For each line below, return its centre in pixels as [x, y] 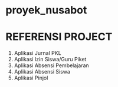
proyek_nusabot [46, 10]
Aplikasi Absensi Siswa [42, 72]
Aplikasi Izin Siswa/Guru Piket [50, 60]
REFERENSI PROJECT [59, 37]
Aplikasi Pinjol [31, 78]
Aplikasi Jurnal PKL [37, 53]
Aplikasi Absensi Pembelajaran [51, 65]
